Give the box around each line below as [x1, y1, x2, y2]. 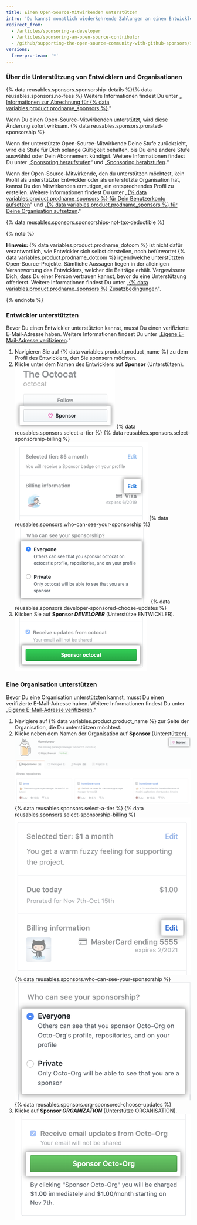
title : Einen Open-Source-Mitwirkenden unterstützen [6, 9, 138, 15]
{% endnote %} [6, 297, 44, 304]
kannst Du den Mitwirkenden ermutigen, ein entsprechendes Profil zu [6, 182, 174, 190]
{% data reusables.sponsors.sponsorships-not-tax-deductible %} [6, 219, 165, 226]
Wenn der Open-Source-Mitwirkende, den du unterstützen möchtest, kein [6, 170, 185, 177]
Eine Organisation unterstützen [6, 680, 97, 688]
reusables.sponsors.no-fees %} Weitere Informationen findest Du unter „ [6, 93, 182, 100]
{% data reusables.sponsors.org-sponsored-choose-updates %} [14, 1101, 172, 1108]
